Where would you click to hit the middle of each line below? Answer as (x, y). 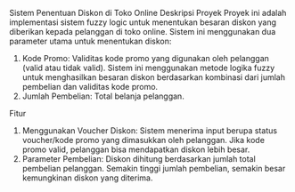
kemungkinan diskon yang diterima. (87, 178)
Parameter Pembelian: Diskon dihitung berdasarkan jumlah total (139, 159)
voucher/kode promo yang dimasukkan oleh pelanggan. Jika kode (143, 140)
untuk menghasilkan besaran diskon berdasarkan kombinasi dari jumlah (153, 77)
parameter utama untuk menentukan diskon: (90, 41)
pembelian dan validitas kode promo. (90, 87)
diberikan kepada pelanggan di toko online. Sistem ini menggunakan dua (143, 32)
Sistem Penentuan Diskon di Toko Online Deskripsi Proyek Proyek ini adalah (148, 13)
